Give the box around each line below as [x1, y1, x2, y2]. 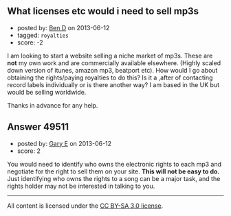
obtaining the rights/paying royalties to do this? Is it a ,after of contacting [7, 73, 213, 82]
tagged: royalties [16, 31, 69, 39]
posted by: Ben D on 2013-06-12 [16, 23, 110, 32]
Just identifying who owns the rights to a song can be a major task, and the [7, 174, 221, 182]
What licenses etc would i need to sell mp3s [7, 5, 199, 17]
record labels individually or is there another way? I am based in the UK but [7, 80, 220, 88]
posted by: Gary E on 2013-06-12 [16, 139, 112, 147]
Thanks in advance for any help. [7, 101, 98, 109]
